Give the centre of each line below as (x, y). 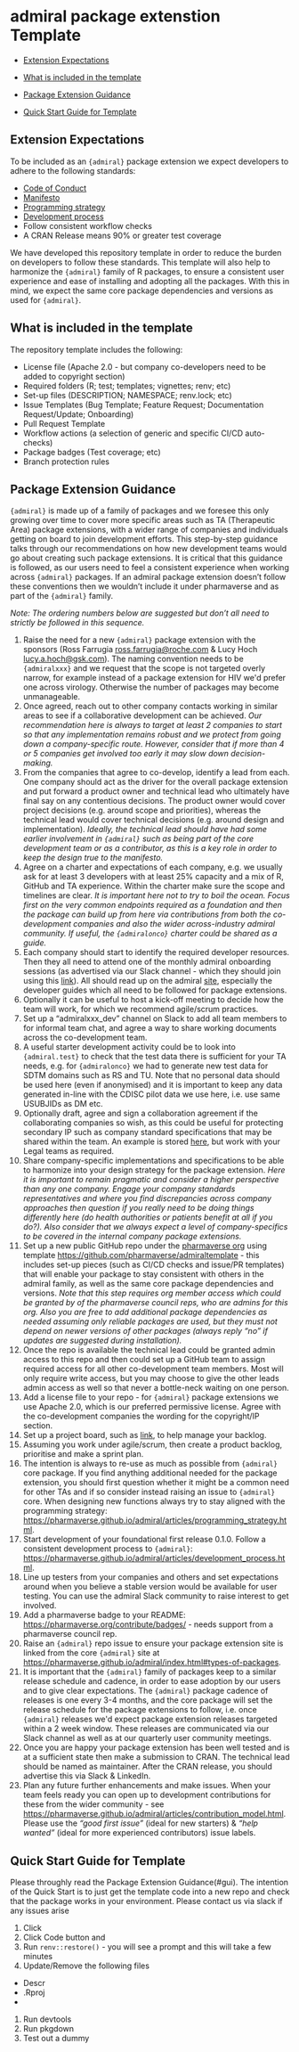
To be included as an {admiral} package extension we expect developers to (149, 161)
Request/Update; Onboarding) (78, 414)
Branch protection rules (66, 462)
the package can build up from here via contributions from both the (147, 914)
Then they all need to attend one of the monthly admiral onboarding (147, 962)
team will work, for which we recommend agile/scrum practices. (141, 1010)
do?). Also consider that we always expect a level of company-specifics (155, 1227)
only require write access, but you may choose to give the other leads (151, 1378)
